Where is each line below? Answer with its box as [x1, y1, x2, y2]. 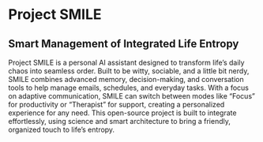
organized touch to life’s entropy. [8, 125, 115, 134]
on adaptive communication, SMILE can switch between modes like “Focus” [8, 92, 255, 100]
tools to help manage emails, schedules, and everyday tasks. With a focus [8, 83, 249, 92]
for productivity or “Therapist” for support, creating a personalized [8, 100, 225, 109]
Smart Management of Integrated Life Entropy [8, 37, 239, 50]
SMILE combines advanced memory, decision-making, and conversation [8, 75, 244, 84]
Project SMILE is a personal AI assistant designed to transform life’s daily [8, 58, 245, 67]
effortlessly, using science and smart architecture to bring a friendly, [8, 117, 231, 125]
